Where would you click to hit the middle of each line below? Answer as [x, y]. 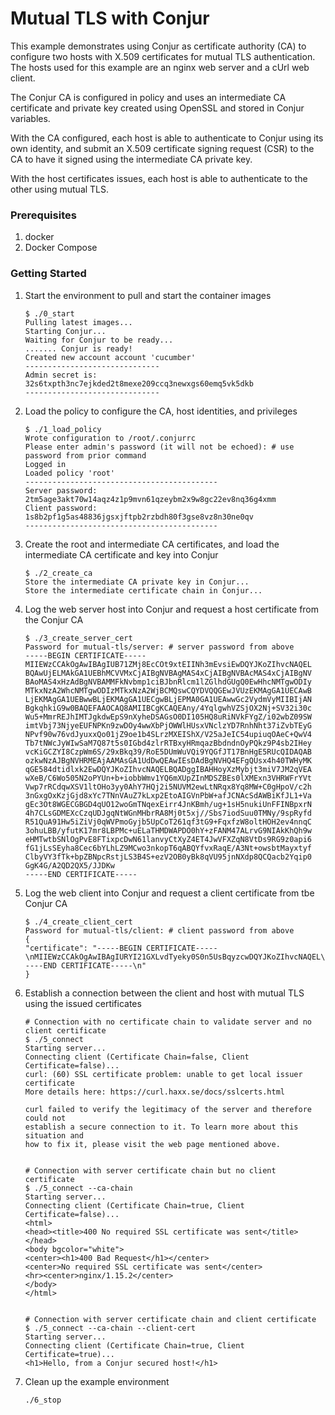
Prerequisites [43, 215]
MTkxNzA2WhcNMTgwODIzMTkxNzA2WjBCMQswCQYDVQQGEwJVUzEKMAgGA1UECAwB [168, 690]
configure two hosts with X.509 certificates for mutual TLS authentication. [163, 56]
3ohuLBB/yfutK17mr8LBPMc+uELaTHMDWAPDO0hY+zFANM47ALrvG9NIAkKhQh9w [168, 830]
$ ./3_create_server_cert [78, 638]
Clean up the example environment [97, 1381]
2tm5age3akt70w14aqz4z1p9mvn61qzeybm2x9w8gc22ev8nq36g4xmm [150, 499]
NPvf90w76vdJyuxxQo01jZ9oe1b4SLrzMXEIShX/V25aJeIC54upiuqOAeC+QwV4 [168, 734]
